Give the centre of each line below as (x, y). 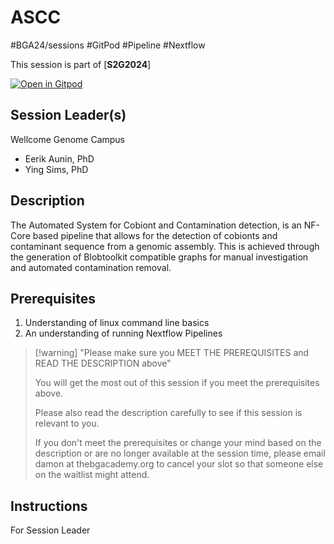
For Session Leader (50, 530)
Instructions (49, 506)
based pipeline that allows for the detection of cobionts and (155, 235)
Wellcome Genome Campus (68, 139)
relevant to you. (67, 423)
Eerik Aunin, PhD (59, 158)
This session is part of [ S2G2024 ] (81, 64)
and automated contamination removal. (91, 267)
